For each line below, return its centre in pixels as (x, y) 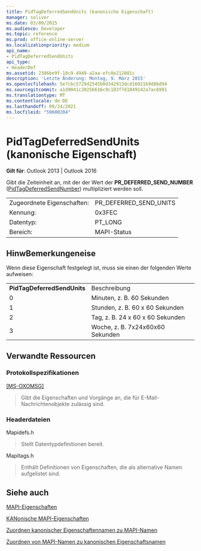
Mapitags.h (20, 456)
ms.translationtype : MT (36, 95)
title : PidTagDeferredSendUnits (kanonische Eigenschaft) (80, 12)
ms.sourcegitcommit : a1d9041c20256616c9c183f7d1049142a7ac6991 (87, 90)
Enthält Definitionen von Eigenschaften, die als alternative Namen (101, 467)
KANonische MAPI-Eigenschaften (48, 518)
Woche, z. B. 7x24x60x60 (128, 327)
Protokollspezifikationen (43, 373)
